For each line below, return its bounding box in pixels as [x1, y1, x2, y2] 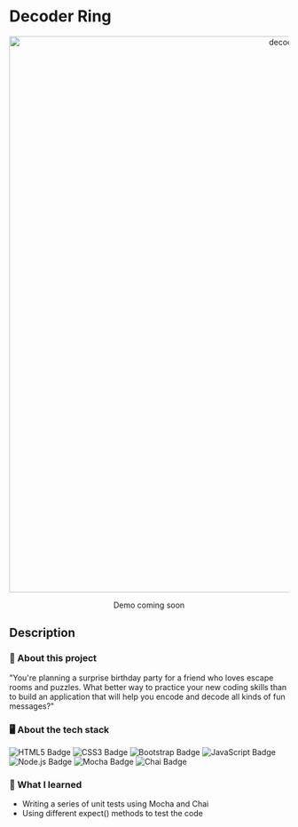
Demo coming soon [113, 600, 185, 610]
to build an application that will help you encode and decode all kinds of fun [9, 691, 286, 702]
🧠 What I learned [9, 778, 82, 791]
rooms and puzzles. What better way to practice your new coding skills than [9, 681, 287, 692]
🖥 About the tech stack [9, 723, 110, 736]
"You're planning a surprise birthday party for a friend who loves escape [9, 672, 274, 683]
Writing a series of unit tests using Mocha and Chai [21, 799, 209, 809]
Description [9, 625, 75, 640]
